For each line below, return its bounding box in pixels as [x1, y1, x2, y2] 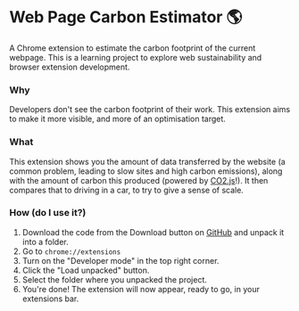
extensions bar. [21, 293, 79, 304]
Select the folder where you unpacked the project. [21, 274, 207, 285]
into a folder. [21, 236, 69, 247]
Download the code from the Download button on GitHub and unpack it [21, 226, 285, 237]
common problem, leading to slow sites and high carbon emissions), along [9, 166, 283, 176]
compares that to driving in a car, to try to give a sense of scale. [9, 184, 244, 195]
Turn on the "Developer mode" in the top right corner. [21, 255, 220, 266]
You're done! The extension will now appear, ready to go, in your [21, 283, 261, 294]
